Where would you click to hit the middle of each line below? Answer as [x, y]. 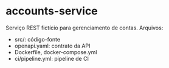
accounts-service [52, 11]
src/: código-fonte [37, 39]
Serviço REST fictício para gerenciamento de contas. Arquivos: [84, 28]
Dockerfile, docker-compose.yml [56, 52]
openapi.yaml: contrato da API [52, 46]
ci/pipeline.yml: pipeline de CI [52, 58]
